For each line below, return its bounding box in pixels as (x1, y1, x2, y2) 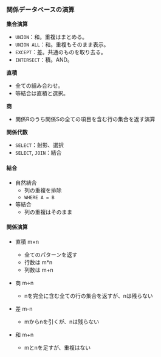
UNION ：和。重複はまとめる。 (15, 34, 88, 41)
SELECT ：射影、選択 (15, 141, 64, 149)
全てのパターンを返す (24, 251, 78, 258)
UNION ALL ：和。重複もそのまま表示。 (15, 41, 109, 48)
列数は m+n (24, 266, 53, 274)
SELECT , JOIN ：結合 (15, 149, 62, 157)
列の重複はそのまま (24, 208, 73, 216)
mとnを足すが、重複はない (24, 344, 91, 351)
